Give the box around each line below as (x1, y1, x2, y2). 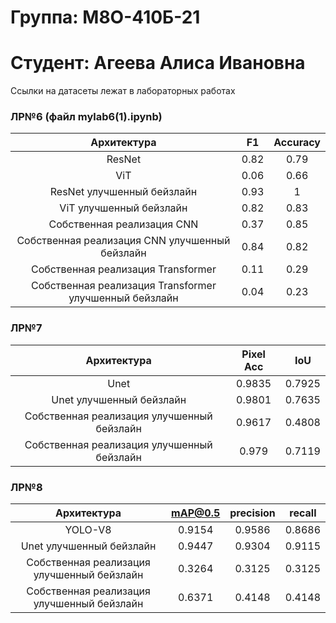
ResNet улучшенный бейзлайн (49, 185, 198, 199)
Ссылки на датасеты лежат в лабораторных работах (10, 85, 236, 97)
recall (289, 506, 317, 520)
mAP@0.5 (171, 506, 221, 520)
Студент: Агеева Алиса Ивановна (10, 52, 306, 75)
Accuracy (273, 136, 321, 150)
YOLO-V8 (64, 523, 112, 537)
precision (229, 506, 276, 520)
